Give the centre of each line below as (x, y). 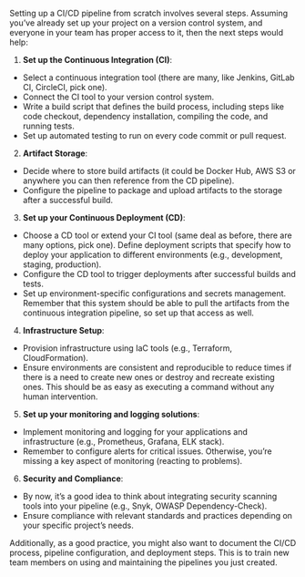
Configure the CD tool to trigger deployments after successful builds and (159, 274)
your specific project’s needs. (78, 525)
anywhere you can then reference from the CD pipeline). (128, 180)
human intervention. (60, 397)
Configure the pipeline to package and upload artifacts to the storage (152, 190)
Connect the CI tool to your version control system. (118, 97)
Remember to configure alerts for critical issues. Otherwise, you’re (147, 451)
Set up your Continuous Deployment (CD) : (104, 217)
